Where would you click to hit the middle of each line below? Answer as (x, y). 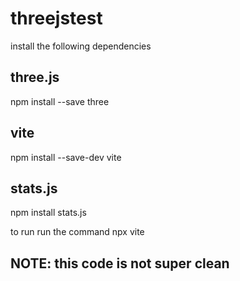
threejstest (56, 18)
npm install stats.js (48, 213)
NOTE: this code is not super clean (120, 263)
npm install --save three (60, 101)
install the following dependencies (81, 46)
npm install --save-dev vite (66, 157)
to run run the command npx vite (77, 232)
